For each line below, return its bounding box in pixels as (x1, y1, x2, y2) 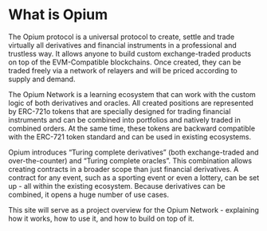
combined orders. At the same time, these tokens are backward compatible (8, 123, 256, 133)
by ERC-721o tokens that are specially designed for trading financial (8, 106, 231, 116)
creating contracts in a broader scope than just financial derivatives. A (8, 164, 239, 174)
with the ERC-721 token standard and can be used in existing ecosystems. (8, 131, 252, 141)
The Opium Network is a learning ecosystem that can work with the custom (8, 89, 257, 99)
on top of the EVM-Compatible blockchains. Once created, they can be (8, 57, 241, 67)
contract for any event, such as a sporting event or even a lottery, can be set (8, 173, 260, 182)
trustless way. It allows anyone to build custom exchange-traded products (8, 49, 252, 58)
